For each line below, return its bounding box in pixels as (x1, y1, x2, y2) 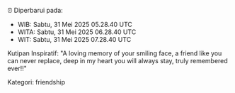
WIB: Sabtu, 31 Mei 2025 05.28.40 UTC (17, 21, 133, 28)
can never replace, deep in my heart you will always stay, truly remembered (7, 57, 228, 65)
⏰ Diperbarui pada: (7, 6, 64, 14)
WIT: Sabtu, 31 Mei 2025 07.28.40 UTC (17, 35, 132, 43)
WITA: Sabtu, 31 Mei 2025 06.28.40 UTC (17, 28, 137, 36)
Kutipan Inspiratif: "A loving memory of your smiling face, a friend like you (7, 49, 222, 58)
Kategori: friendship (7, 78, 66, 86)
